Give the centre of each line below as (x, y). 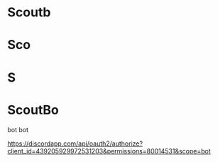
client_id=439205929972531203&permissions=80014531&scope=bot (109, 151)
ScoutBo (33, 110)
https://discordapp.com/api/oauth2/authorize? (75, 144)
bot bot (18, 129)
